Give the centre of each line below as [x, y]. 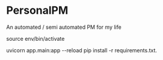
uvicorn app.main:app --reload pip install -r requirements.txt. [82, 50]
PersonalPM [37, 10]
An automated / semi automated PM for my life [64, 27]
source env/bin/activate [35, 38]
